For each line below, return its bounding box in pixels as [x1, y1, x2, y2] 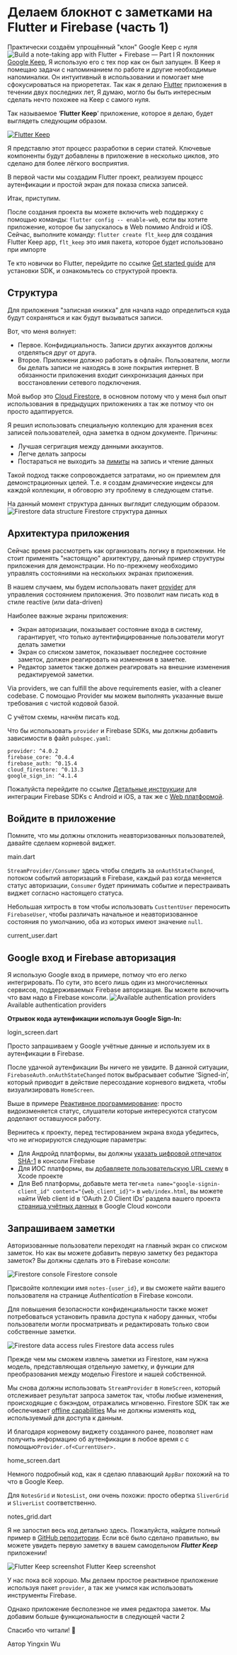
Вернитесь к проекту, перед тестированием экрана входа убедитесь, [7, 1128, 219, 1136]
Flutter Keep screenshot [86, 1562, 156, 1571]
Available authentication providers [7, 1001, 107, 1009]
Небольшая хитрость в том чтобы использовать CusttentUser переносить [7, 903, 231, 911]
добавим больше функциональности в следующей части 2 [7, 1613, 185, 1620]
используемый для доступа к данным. [7, 1414, 124, 1422]
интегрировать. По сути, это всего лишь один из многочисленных [7, 978, 208, 987]
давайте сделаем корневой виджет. [7, 839, 117, 848]
